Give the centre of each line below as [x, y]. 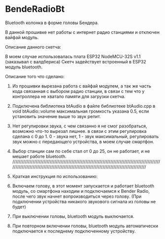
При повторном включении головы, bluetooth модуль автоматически [85, 226]
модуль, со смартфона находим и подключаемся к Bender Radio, [81, 191]
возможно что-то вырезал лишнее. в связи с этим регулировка [79, 131]
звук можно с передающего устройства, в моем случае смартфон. [83, 142]
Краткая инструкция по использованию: [55, 176]
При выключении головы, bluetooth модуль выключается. [73, 216]
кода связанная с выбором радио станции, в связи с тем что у [78, 91]
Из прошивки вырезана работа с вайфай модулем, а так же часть [82, 86]
